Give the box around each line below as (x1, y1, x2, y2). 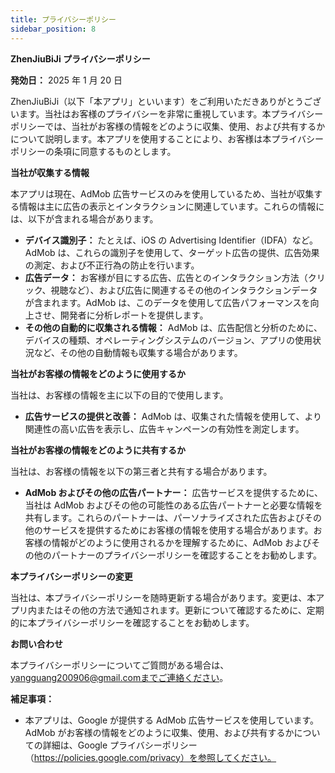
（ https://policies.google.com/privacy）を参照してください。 (24, 751, 277, 763)
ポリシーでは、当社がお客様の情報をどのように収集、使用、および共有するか (10, 120, 326, 132)
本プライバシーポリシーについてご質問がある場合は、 (10, 659, 230, 671)
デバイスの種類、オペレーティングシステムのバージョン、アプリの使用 (24, 334, 313, 346)
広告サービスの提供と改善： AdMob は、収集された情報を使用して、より (24, 410, 323, 422)
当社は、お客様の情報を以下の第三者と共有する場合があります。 (10, 465, 273, 477)
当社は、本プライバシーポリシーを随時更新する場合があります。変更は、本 (10, 591, 317, 603)
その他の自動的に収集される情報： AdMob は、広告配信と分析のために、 (24, 321, 323, 333)
